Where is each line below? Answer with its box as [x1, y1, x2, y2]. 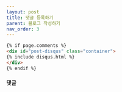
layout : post [6, 9, 40, 15]
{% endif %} [6, 65, 37, 71]
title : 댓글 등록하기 [6, 15, 54, 21]
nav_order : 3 [6, 26, 40, 32]
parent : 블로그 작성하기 [6, 20, 61, 26]
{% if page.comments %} [6, 43, 67, 49]
